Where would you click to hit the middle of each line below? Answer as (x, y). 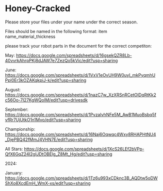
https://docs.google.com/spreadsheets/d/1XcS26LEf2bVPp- (84, 149)
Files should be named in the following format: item (56, 31)
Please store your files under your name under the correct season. (72, 22)
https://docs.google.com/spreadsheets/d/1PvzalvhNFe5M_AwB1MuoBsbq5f (81, 114)
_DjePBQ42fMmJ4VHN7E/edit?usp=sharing (49, 139)
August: (13, 89)
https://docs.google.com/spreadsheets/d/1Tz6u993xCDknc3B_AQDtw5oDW (81, 178)
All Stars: (14, 149)
